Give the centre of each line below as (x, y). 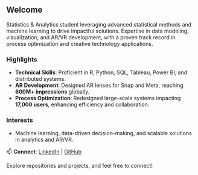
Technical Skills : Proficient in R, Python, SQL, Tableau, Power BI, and (101, 72)
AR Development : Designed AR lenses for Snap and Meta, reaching (99, 85)
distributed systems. (40, 79)
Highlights (22, 59)
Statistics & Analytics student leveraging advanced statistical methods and (99, 24)
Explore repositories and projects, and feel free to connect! (79, 166)
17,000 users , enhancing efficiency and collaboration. (82, 104)
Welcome (24, 10)
